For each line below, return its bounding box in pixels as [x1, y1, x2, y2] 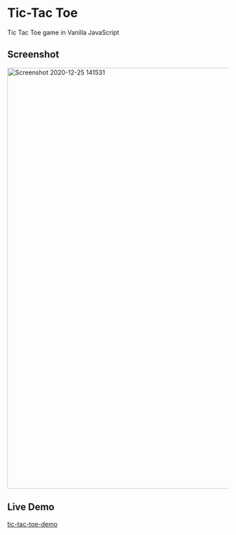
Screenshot [7, 49, 60, 60]
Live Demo [7, 501, 55, 513]
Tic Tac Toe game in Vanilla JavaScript [7, 28, 119, 37]
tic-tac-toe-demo [7, 520, 58, 528]
